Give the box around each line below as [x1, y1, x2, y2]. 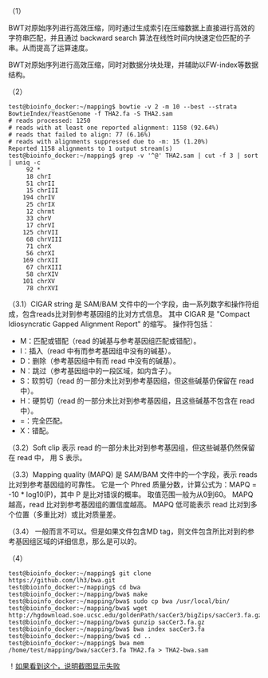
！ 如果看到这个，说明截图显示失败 [8, 661, 120, 671]
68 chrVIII [26, 235, 62, 243]
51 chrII [26, 179, 56, 187]
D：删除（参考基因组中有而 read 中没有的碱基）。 [19, 357, 181, 365]
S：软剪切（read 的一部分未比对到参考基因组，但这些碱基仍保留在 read [19, 376, 254, 385]
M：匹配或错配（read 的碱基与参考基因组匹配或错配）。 [19, 337, 201, 345]
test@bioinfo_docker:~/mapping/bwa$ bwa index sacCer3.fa [8, 625, 205, 633]
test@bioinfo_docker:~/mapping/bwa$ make [8, 590, 148, 598]
